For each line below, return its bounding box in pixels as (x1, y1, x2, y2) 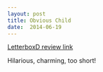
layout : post (7, 10, 46, 18)
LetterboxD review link (7, 43, 73, 52)
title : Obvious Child (7, 17, 72, 24)
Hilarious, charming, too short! (7, 56, 97, 65)
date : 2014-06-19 (7, 23, 62, 30)
